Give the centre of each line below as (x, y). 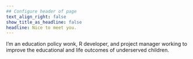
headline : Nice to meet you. (41, 27)
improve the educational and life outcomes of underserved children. (87, 50)
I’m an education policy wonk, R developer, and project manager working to (97, 44)
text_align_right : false (36, 17)
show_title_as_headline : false (44, 22)
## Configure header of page (41, 11)
